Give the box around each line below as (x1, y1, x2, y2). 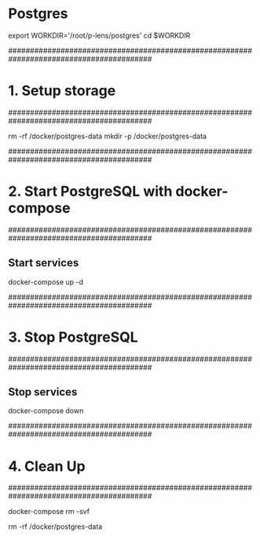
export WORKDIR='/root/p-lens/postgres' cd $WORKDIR (8, 31, 191, 40)
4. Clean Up (8, 457, 86, 475)
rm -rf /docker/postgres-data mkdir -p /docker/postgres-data (8, 131, 207, 141)
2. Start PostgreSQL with (8, 182, 173, 200)
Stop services (8, 385, 78, 398)
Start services (8, 256, 79, 269)
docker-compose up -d (8, 277, 84, 287)
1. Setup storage (8, 82, 116, 100)
